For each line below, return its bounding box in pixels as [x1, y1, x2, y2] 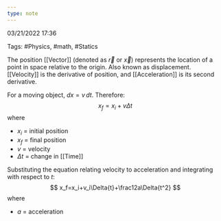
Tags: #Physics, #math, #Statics [7, 42, 98, 50]
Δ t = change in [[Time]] [16, 152, 84, 161]
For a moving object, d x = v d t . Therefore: [7, 91, 126, 99]
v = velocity [16, 145, 51, 153]
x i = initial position [16, 127, 69, 137]
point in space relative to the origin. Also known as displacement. [7, 62, 191, 71]
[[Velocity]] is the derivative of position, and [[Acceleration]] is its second [7, 70, 215, 78]
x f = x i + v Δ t [98, 101, 132, 111]
